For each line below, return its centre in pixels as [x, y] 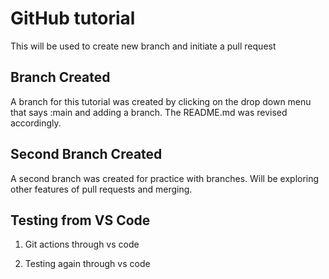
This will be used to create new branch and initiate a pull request [143, 46]
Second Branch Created [86, 154]
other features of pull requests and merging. [101, 189]
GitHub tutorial [73, 18]
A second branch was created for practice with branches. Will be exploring [165, 178]
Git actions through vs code [82, 244]
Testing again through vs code [87, 264]
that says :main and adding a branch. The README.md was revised [149, 112]
